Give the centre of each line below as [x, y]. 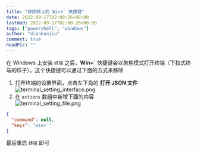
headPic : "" [21, 45]
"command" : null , [33, 120]
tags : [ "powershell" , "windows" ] [48, 28]
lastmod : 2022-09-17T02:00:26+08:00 [51, 23]
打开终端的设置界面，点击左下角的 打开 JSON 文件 [76, 83]
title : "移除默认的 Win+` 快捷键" [45, 12]
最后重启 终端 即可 [28, 143]
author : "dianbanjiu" [33, 34]
